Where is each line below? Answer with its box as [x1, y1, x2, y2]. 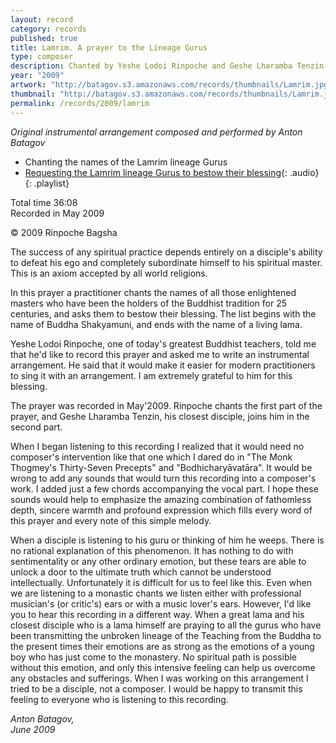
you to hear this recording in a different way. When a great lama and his [10, 608, 305, 620]
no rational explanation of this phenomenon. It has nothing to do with [10, 544, 294, 556]
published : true [10, 33, 78, 43]
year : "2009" [10, 71, 65, 81]
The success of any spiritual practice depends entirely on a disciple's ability [10, 246, 323, 258]
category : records [10, 24, 87, 34]
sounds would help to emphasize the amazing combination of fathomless [10, 493, 312, 505]
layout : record [10, 14, 74, 25]
